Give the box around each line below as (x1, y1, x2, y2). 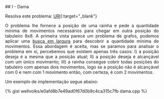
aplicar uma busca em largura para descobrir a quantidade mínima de (5, 38, 159, 44)
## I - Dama (5, 4, 29, 9)
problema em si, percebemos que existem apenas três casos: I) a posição (5, 49, 159, 54)
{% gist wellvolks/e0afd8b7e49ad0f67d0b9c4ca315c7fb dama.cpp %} (5, 88, 147, 94)
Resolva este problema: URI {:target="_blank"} (5, 13, 98, 19)
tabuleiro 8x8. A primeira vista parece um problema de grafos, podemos (5, 33, 159, 39)
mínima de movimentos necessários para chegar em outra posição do (5, 28, 159, 34)
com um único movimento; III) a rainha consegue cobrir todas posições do (5, 59, 159, 64)
